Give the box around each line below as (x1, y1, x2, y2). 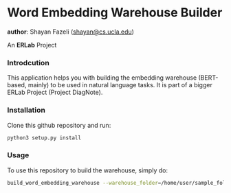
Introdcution (7, 58, 49, 67)
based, (7, 81, 27, 89)
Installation (7, 105, 46, 115)
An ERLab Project (7, 41, 57, 49)
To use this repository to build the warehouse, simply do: (7, 166, 168, 174)
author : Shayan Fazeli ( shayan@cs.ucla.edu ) (7, 27, 134, 36)
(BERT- (198, 73, 219, 82)
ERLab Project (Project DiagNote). (7, 88, 103, 97)
